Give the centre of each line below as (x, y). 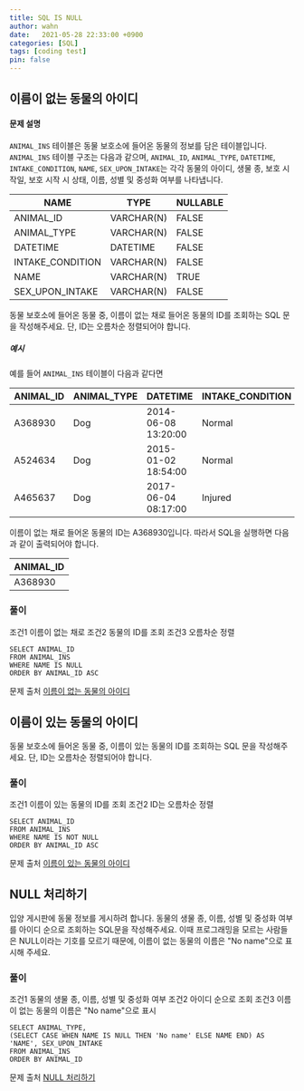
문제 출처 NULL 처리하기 (52, 1077)
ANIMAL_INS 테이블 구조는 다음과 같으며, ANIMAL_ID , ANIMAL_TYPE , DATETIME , (142, 157)
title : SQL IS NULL (46, 18)
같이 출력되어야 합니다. (59, 544)
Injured (217, 497)
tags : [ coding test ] (48, 52)
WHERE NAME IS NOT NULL (54, 837)
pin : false (30, 60)
